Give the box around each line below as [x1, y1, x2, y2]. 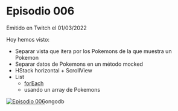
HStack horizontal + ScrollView [14, 66, 92, 74]
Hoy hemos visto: [6, 36, 50, 43]
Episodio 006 [6, 4, 75, 18]
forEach [24, 80, 44, 87]
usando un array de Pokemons [24, 86, 101, 93]
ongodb [45, 98, 65, 105]
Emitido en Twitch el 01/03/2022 [6, 24, 87, 31]
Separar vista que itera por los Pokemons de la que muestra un [14, 47, 172, 55]
